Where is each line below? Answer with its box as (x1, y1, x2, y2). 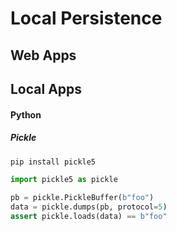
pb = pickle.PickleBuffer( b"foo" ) (10, 193, 155, 203)
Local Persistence (10, 7, 163, 30)
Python (10, 108, 42, 121)
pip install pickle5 (10, 157, 97, 167)
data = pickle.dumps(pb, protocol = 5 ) (10, 202, 168, 212)
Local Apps (10, 80, 83, 97)
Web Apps (10, 47, 77, 64)
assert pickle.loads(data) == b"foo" (10, 212, 168, 222)
